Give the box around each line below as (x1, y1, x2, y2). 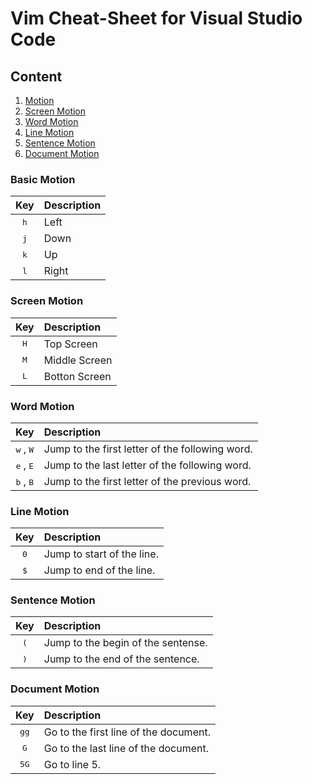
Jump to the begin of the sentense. (43, 636, 208, 650)
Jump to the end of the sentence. (43, 652, 200, 666)
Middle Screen (43, 353, 113, 367)
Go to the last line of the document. (43, 741, 209, 755)
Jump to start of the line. (43, 547, 159, 561)
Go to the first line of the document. (43, 725, 211, 739)
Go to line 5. (43, 757, 102, 771)
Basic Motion (10, 172, 76, 186)
